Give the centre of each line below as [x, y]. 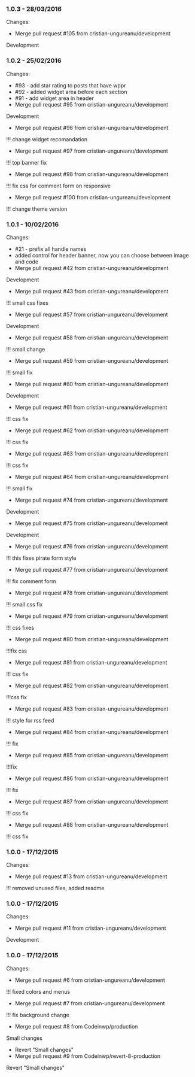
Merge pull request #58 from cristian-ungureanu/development [92, 338]
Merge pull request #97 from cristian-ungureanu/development [92, 151]
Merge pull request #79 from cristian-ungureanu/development [92, 616]
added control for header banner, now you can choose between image [102, 255]
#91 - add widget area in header [54, 98]
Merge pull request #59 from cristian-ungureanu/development [92, 360]
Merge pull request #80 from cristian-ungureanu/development [92, 639]
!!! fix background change [38, 1015]
